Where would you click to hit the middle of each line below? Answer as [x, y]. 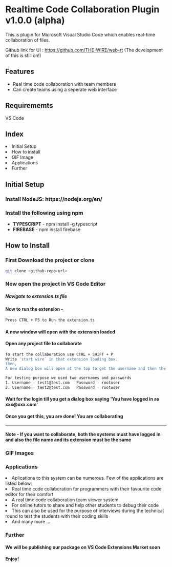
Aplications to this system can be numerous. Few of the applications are [88, 478]
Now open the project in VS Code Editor [56, 284]
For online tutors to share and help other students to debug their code [85, 505]
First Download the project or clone [50, 260]
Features [20, 72]
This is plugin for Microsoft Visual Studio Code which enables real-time [80, 34]
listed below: [19, 483]
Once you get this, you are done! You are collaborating [64, 417]
